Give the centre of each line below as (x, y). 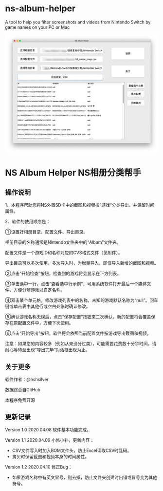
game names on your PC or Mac (37, 27)
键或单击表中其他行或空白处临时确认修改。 (48, 306)
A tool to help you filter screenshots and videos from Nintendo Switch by (78, 22)
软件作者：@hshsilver (27, 380)
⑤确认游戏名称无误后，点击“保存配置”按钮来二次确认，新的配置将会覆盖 (78, 317)
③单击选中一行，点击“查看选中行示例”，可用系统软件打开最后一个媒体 (76, 284)
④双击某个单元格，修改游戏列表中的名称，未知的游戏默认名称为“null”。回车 (82, 300)
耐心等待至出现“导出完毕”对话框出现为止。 (47, 350)
